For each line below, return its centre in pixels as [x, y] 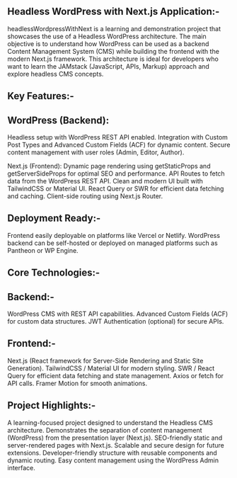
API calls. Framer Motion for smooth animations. [77, 383]
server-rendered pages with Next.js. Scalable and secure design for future [116, 445]
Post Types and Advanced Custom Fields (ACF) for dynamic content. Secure [119, 145]
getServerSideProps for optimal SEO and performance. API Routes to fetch [116, 173]
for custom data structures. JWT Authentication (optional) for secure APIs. [116, 321]
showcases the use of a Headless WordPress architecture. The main [107, 36]
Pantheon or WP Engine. [43, 250]
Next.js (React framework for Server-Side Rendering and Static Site [105, 360]
